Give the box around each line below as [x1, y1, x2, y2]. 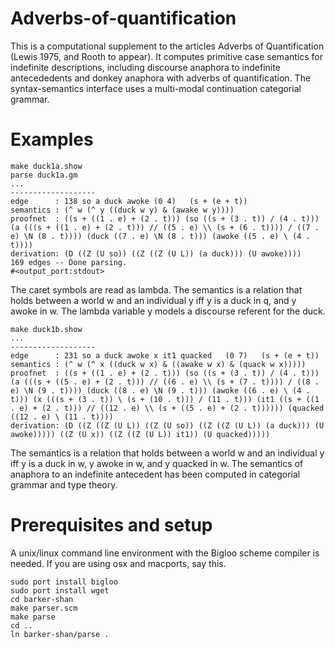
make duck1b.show [10, 324, 83, 334]
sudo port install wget [10, 585, 110, 596]
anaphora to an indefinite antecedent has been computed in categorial [10, 468, 301, 480]
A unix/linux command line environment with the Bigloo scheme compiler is [10, 547, 320, 559]
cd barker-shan [10, 594, 74, 604]
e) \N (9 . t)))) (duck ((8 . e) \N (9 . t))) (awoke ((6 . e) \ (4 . [10, 385, 311, 396]
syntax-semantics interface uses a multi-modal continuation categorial [10, 82, 302, 94]
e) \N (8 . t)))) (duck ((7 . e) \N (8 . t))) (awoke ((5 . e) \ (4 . [10, 231, 311, 241]
